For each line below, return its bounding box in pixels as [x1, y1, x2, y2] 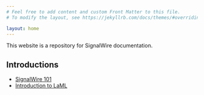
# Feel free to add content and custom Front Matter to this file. [6, 8, 181, 15]
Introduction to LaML [15, 82, 68, 90]
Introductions [6, 59, 59, 70]
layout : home [6, 25, 39, 31]
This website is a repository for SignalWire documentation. [6, 42, 153, 49]
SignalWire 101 [15, 76, 52, 83]
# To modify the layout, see [6, 15, 80, 21]
